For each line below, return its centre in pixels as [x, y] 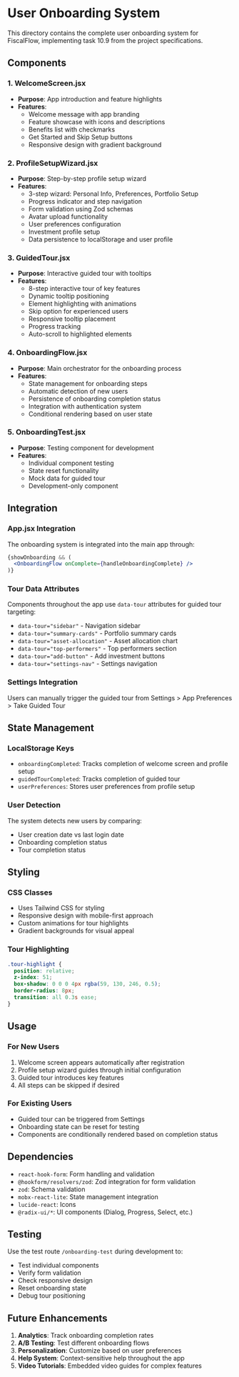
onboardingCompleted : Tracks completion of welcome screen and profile [123, 764]
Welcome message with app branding [84, 114]
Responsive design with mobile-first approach [85, 915]
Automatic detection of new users [78, 391]
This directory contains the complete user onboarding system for [103, 33]
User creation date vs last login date [71, 835]
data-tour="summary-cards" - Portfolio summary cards [97, 633]
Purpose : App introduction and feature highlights [90, 99]
